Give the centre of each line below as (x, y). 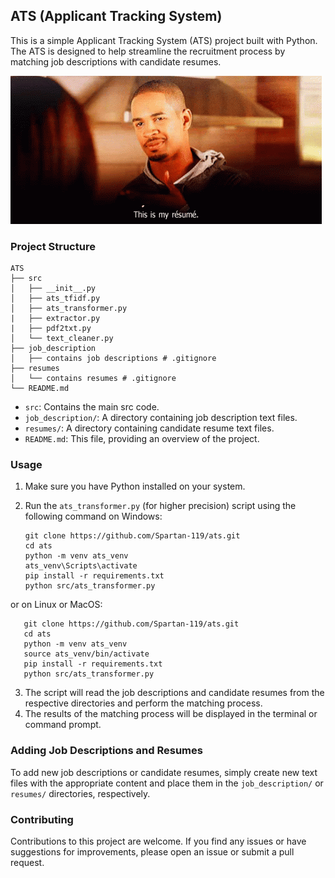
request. (27, 862)
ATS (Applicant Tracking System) (116, 16)
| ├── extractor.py (55, 319)
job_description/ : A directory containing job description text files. (161, 418)
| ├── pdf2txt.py (51, 329)
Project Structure (53, 246)
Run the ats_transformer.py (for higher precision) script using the (160, 506)
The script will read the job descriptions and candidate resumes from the (174, 693)
